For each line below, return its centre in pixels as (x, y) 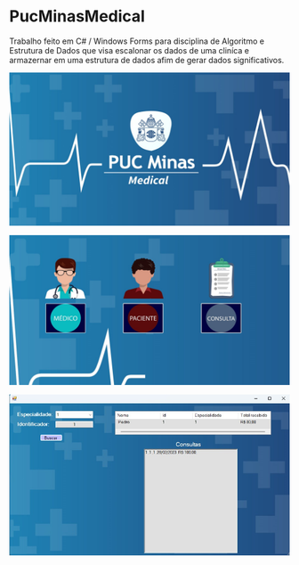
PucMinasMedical (77, 16)
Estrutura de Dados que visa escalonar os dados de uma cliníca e (129, 50)
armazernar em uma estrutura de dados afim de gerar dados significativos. (147, 60)
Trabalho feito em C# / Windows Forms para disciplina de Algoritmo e (137, 41)
